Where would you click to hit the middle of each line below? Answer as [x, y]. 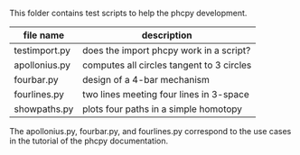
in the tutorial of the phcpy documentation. [89, 141]
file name [44, 35]
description [167, 35]
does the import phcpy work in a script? [167, 50]
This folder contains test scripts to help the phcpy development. [128, 13]
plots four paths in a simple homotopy [162, 109]
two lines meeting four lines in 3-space [166, 94]
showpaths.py [44, 109]
